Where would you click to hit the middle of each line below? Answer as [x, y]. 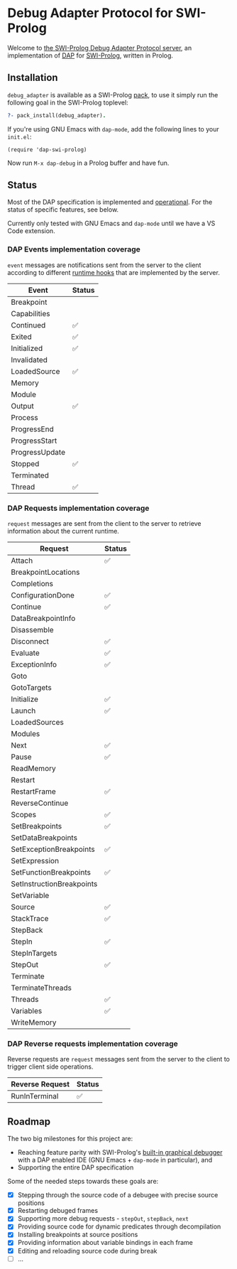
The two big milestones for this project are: [70, 1139]
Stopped [25, 463]
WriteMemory [34, 1022]
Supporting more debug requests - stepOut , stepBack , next [103, 1219]
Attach [22, 561]
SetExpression [35, 861]
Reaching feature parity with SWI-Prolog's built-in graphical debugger [120, 1152]
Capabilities [31, 313]
